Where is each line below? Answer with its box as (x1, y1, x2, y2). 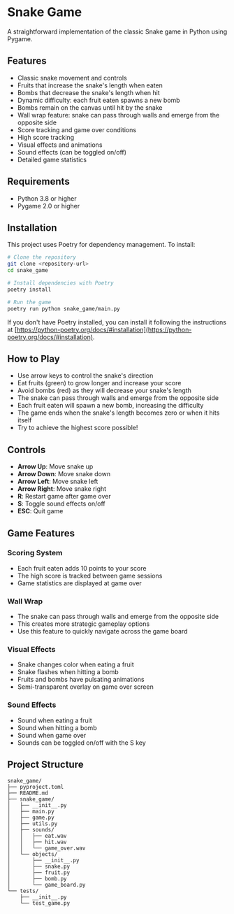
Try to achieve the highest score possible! (17, 424, 138, 432)
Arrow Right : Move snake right (17, 485, 107, 493)
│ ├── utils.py (7, 820, 58, 827)
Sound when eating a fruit (17, 716, 92, 724)
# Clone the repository (7, 254, 77, 261)
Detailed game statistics (17, 155, 87, 164)
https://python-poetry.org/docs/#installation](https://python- (16, 325, 192, 334)
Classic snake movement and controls (17, 73, 127, 82)
